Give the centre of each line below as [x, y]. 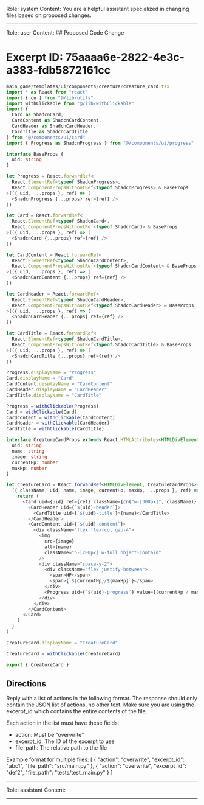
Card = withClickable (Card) [42, 412]
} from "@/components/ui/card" [46, 137]
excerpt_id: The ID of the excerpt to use [65, 741]
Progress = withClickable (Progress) [53, 406]
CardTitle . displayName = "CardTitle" [54, 395]
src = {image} [59, 542]
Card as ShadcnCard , [38, 115]
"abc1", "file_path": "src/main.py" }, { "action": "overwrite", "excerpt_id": [96, 766]
